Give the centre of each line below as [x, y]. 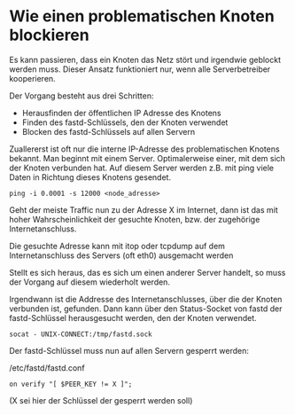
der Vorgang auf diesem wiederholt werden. [90, 282]
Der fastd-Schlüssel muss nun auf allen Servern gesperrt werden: [129, 350]
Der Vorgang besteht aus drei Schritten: [82, 96]
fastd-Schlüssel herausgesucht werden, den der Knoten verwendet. [133, 317]
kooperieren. [32, 78]
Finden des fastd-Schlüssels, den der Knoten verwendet [125, 122]
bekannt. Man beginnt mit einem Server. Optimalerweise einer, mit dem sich [147, 158]
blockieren [50, 35]
